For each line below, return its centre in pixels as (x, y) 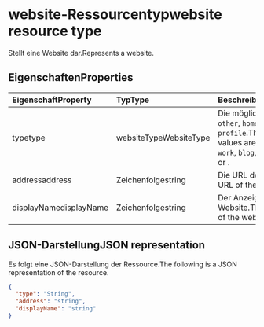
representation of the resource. (59, 272)
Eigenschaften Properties (71, 77)
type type (29, 138)
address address (42, 180)
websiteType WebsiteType (163, 138)
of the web (238, 217)
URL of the (238, 185)
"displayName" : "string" (56, 309)
